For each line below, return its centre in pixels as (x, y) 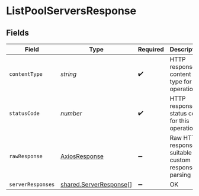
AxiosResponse (82, 156)
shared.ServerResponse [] (96, 184)
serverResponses (32, 184)
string (68, 74)
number (71, 113)
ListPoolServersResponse (71, 11)
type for (181, 81)
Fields (18, 33)
